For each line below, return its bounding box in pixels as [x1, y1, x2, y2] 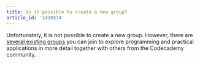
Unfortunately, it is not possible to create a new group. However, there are [6, 31, 193, 38]
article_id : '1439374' [6, 15, 64, 21]
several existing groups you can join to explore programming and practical [6, 38, 194, 45]
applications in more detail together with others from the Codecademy [6, 44, 184, 52]
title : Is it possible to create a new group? [6, 9, 128, 15]
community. [6, 51, 36, 58]
